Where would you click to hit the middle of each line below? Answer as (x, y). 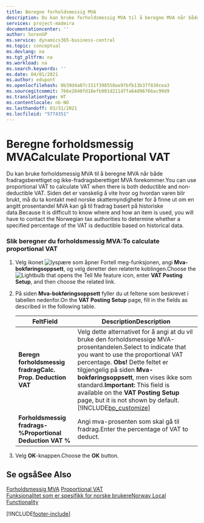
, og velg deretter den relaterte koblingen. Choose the (130, 269)
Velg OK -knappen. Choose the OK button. (67, 455)
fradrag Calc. (37, 370)
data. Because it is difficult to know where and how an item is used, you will (100, 212)
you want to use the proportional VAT (130, 354)
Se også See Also (39, 475)
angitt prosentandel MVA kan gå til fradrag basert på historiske (85, 206)
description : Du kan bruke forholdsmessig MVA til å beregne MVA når (96, 18)
